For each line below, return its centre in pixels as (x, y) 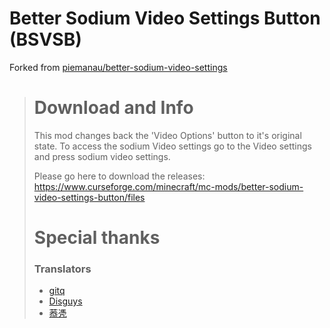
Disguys (65, 301)
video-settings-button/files (89, 197)
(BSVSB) (45, 39)
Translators (62, 269)
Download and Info (113, 108)
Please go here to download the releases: (119, 176)
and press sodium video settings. (102, 156)
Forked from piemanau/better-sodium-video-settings (118, 67)
